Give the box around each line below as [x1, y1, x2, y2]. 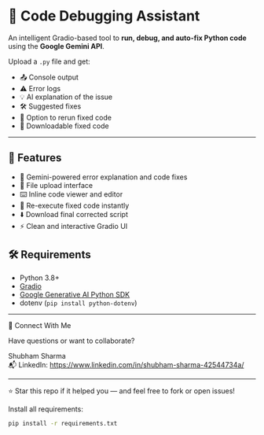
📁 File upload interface [19, 180, 93, 190]
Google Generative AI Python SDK [19, 289, 130, 299]
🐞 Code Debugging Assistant [8, 7, 200, 25]
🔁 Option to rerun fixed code [19, 112, 112, 122]
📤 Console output [19, 72, 79, 82]
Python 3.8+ [19, 273, 60, 282]
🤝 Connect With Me [8, 320, 71, 330]
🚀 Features [8, 151, 62, 164]
